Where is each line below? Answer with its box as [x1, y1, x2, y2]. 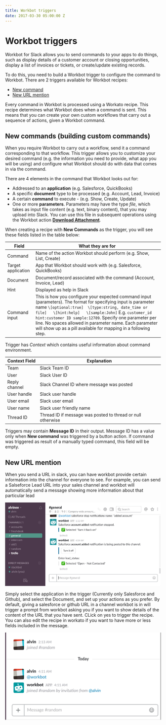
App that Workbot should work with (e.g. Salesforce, [35, 262, 142, 268]
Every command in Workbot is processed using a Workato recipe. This [5, 102, 149, 108]
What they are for [78, 243, 116, 249]
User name [7, 405, 30, 411]
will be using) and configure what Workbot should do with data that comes [5, 161, 157, 167]
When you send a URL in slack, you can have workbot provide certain [5, 472, 147, 478]
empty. [5, 444, 20, 450]
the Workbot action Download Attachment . [12, 217, 101, 223]
